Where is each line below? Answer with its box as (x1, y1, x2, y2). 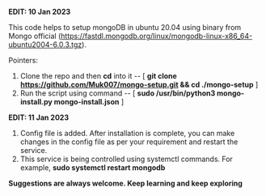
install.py (19, 97, 53, 106)
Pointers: (8, 56, 39, 65)
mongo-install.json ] (53, 97, 125, 106)
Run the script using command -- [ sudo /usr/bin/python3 (19, 88, 216, 98)
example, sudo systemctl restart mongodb (19, 163, 166, 173)
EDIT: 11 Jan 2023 (8, 113, 70, 122)
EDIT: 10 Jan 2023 (8, 7, 71, 16)
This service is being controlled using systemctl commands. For (19, 154, 233, 164)
